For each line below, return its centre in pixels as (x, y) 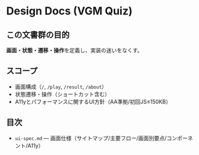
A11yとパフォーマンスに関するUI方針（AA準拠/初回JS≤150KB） (93, 102)
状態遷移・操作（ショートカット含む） (62, 94)
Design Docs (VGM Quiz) (69, 11)
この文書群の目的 (38, 35)
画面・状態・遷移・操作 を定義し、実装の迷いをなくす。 (75, 50)
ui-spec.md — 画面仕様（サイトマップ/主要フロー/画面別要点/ (91, 138)
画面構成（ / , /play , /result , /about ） (61, 87)
